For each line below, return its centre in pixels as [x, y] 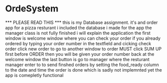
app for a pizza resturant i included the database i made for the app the [78, 27]
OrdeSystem [32, 9]
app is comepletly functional [34, 75]
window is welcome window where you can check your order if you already [83, 38]
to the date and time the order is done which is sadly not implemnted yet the [84, 70]
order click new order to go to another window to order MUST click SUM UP [83, 49]
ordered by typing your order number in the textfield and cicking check [78, 43]
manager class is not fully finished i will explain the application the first [78, 33]
